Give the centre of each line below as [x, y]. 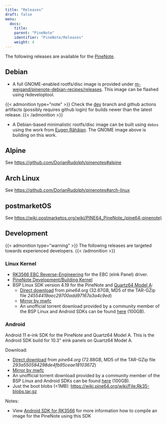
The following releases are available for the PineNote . [60, 56]
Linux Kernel [21, 263]
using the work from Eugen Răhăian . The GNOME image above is [79, 129]
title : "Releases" [24, 10]
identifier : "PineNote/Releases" [49, 38]
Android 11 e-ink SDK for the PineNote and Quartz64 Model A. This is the [80, 335]
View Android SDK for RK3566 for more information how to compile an [85, 411]
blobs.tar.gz [25, 392]
